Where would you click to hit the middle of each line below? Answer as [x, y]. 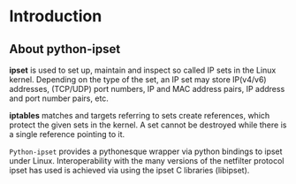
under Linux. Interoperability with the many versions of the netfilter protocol [147, 161]
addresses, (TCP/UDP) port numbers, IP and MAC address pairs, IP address [147, 89]
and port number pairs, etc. [59, 98]
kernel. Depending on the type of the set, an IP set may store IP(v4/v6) [138, 80]
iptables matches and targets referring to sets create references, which [140, 115]
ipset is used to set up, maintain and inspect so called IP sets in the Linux [143, 70]
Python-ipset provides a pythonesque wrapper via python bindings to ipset [146, 151]
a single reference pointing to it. [67, 134]
